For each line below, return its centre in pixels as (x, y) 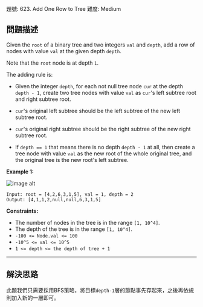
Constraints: (22, 211)
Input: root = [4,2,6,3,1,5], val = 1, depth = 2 (70, 194)
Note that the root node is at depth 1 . (53, 63)
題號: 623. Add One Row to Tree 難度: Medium (64, 9)
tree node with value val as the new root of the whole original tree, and (103, 153)
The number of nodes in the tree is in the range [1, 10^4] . (87, 222)
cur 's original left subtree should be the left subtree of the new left (97, 111)
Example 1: (20, 172)
